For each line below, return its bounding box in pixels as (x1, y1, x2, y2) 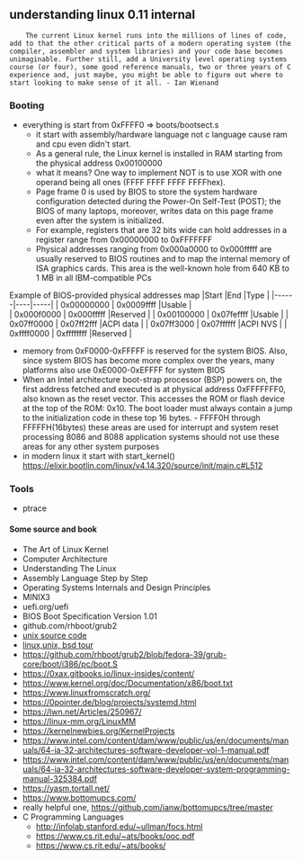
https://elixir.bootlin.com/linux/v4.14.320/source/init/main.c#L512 (22, 461, 263, 471)
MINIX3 (22, 591, 51, 602)
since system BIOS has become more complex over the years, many (22, 355, 276, 366)
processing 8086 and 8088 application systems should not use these (22, 432, 280, 443)
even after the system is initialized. (35, 215, 164, 226)
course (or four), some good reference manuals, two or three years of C (9, 62, 292, 71)
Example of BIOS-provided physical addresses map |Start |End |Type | (9, 290, 270, 300)
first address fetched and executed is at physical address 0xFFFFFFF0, (22, 384, 286, 395)
